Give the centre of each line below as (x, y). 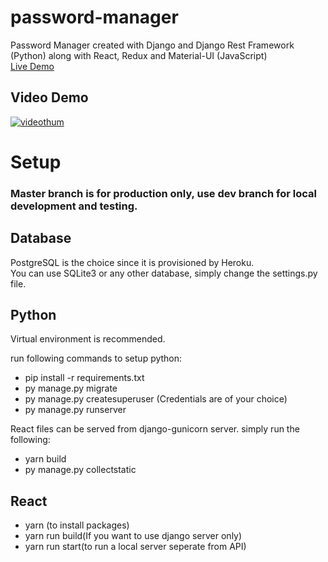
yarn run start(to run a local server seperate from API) (135, 547)
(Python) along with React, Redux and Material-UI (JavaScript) (139, 55)
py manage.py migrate (71, 388)
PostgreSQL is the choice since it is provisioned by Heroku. (132, 262)
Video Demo (49, 97)
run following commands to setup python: (96, 358)
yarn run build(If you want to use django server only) (133, 536)
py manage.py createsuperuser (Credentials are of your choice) (156, 399)
